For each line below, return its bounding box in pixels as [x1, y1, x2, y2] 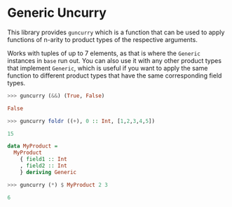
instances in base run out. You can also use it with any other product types [7, 56, 222, 64]
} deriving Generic [20, 169, 77, 176]
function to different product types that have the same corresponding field [7, 71, 222, 80]
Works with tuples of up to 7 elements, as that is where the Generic [7, 49, 201, 57]
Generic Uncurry [7, 5, 107, 21]
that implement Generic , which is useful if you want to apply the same [7, 64, 208, 72]
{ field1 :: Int [20, 156, 68, 163]
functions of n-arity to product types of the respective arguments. [7, 35, 198, 43]
